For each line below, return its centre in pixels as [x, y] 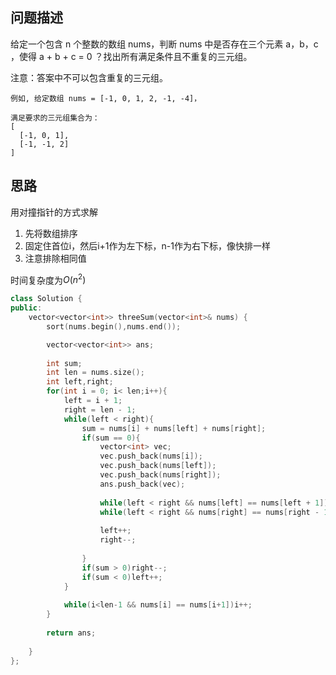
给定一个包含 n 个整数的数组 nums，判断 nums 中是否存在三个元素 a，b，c [164, 44]
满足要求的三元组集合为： [55, 118]
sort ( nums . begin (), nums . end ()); [114, 326]
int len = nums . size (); [95, 373]
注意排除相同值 [55, 258]
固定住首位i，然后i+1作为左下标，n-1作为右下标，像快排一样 [147, 245]
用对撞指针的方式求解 [54, 212]
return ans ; [71, 633]
